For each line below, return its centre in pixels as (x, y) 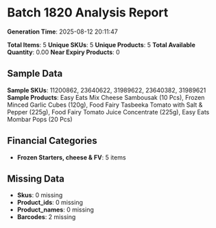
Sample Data (35, 74)
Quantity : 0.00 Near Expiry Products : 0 (63, 52)
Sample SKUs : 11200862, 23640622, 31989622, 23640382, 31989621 (107, 90)
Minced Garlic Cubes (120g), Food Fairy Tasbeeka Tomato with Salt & (105, 105)
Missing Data (36, 178)
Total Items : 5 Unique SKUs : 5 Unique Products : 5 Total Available (101, 45)
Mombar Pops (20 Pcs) (40, 119)
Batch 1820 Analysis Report (88, 13)
